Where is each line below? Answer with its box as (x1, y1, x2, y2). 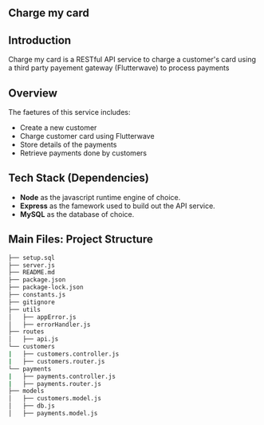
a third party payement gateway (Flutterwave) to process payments (8, 63, 230, 73)
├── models (8, 387, 45, 395)
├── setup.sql (8, 254, 56, 262)
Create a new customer (19, 123, 97, 132)
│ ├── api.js (8, 335, 59, 344)
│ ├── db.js (8, 402, 56, 410)
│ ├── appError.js (8, 313, 77, 321)
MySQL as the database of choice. (19, 209, 135, 218)
